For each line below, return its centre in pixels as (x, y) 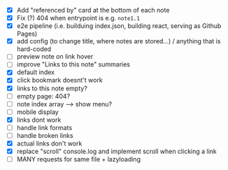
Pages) (27, 34)
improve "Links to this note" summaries (73, 64)
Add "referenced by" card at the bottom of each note (93, 10)
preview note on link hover (55, 57)
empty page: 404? (43, 96)
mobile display (37, 112)
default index (36, 72)
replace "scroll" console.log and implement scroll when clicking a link (117, 151)
